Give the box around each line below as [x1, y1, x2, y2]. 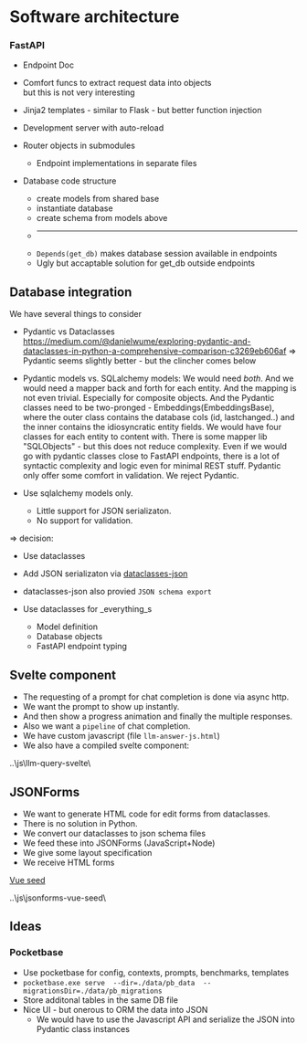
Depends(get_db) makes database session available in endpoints [36, 248, 278, 259]
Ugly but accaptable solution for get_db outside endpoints [36, 258, 256, 269]
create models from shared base [36, 194, 160, 205]
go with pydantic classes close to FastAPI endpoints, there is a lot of [22, 450, 281, 462]
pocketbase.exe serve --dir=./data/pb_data [22, 978, 196, 987]
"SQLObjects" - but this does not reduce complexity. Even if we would [22, 441, 288, 452]
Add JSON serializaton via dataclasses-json [22, 568, 188, 579]
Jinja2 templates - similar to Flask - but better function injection [22, 105, 262, 116]
